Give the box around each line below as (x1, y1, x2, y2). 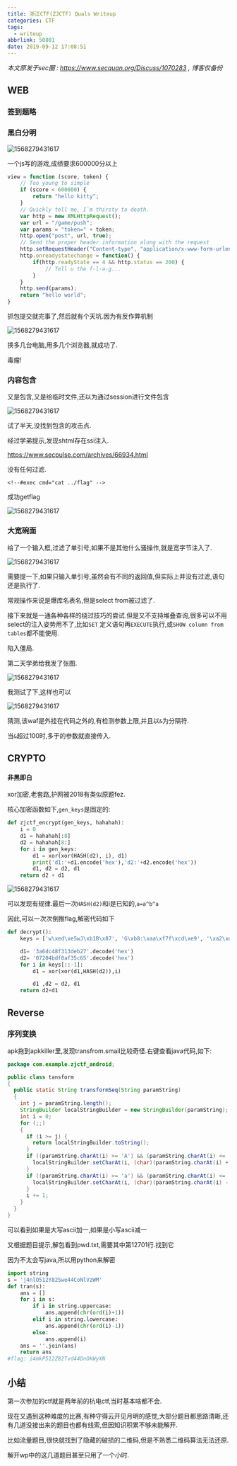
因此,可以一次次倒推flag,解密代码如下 (7, 914, 115, 923)
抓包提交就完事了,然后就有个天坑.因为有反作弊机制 (7, 312, 154, 321)
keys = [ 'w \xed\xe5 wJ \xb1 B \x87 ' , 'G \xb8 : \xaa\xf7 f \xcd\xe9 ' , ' (20, 936, 210, 943)
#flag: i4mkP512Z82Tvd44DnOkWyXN (7, 1356, 106, 1363)
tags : (7, 23, 23, 30)
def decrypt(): (7, 928, 52, 936)
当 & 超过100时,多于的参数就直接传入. (7, 731, 111, 740)
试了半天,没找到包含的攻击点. (7, 421, 92, 430)
